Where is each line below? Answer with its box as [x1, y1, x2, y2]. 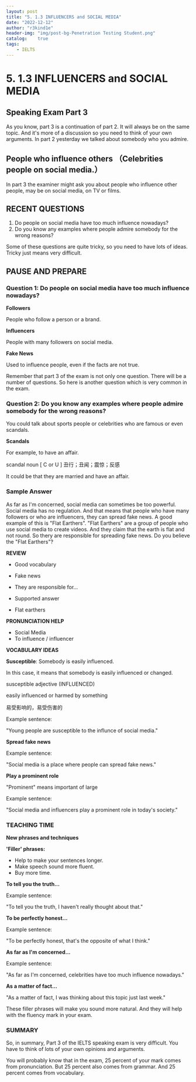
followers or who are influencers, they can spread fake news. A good [6, 513, 173, 520]
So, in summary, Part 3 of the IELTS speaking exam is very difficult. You [6, 1039, 178, 1046]
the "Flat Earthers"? [6, 538, 54, 545]
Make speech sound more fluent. [14, 863, 95, 870]
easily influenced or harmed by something [6, 692, 108, 699]
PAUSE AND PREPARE [6, 266, 87, 276]
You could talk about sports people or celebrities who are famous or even [6, 420, 183, 427]
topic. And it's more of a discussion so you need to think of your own [6, 129, 173, 136]
